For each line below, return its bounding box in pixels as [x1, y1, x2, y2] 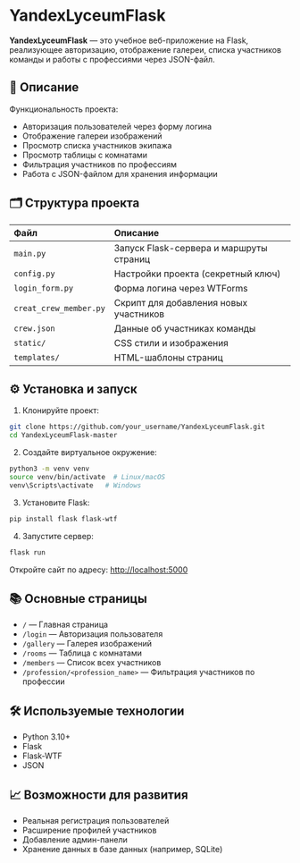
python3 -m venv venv [9, 464, 90, 474]
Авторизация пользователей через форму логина [21, 121, 212, 131]
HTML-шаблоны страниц [113, 351, 223, 363]
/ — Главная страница [21, 619, 109, 630]
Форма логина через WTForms [113, 282, 248, 294]
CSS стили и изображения [113, 336, 229, 349]
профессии [21, 676, 65, 687]
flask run [9, 547, 46, 557]
